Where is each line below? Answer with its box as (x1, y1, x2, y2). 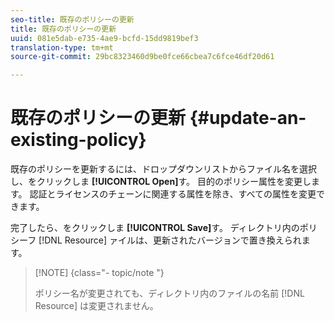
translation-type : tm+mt (10, 42, 114, 53)
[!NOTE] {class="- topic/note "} (34, 267, 165, 279)
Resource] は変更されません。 (34, 300, 159, 312)
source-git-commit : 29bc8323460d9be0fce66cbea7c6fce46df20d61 (10, 52, 275, 62)
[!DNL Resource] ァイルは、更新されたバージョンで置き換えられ (38, 234, 302, 246)
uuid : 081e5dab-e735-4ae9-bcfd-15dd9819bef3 (10, 33, 199, 43)
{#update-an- (189, 107, 307, 130)
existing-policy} (10, 129, 147, 151)
